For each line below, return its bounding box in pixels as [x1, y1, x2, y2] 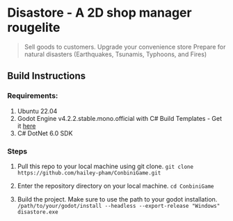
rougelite [7, 19, 61, 35]
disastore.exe [17, 208, 58, 215]
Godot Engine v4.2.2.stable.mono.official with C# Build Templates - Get [17, 114, 223, 122]
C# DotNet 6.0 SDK [17, 129, 73, 137]
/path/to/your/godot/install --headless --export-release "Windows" [17, 202, 220, 209]
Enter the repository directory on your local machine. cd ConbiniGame [17, 181, 214, 190]
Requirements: [7, 91, 58, 101]
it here [17, 122, 36, 130]
